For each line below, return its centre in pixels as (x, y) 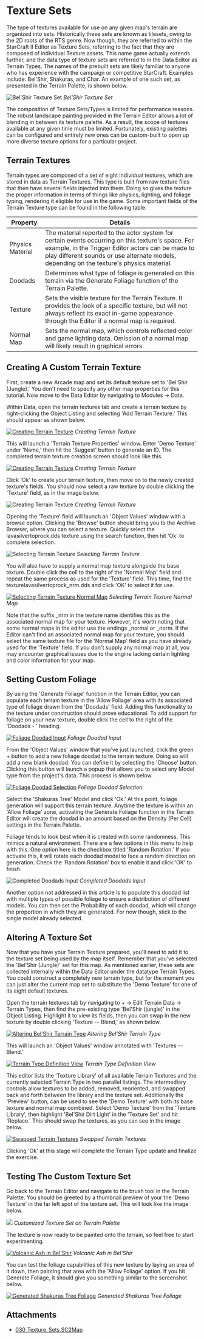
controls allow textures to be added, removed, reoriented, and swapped (96, 1089)
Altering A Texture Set (49, 938)
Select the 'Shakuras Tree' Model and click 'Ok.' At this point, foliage (92, 799)
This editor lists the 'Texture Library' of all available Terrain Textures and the (101, 1076)
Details (120, 222)
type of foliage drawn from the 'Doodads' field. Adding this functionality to (99, 707)
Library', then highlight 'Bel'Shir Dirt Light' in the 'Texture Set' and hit (92, 1114)
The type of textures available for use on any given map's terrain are (92, 27)
